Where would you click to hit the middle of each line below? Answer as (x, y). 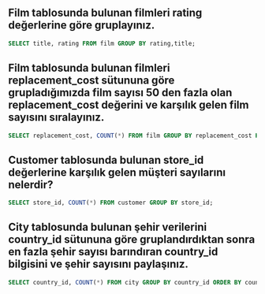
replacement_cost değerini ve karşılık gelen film (129, 105)
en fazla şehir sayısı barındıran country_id (113, 252)
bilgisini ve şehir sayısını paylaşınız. (99, 264)
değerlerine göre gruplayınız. (82, 26)
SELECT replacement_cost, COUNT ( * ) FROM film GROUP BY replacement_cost (130, 136)
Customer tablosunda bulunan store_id (106, 160)
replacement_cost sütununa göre (91, 81)
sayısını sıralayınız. (56, 117)
